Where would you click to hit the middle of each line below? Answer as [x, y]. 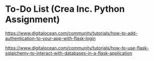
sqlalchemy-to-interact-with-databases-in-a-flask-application [69, 53]
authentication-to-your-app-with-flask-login [51, 38]
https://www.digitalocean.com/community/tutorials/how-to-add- [72, 33]
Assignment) [33, 19]
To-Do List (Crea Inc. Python [65, 9]
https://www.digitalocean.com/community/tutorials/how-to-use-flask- [77, 48]
